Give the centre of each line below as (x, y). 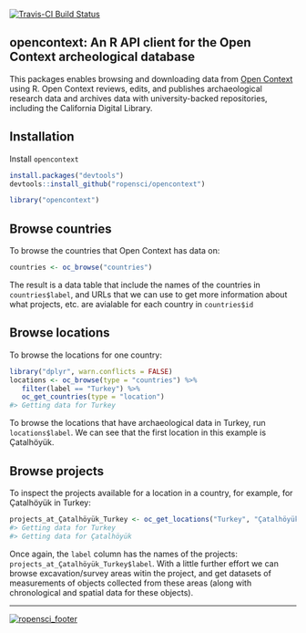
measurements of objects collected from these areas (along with (131, 583)
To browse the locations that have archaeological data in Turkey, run (138, 423)
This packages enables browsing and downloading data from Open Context (151, 78)
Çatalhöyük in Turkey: (50, 503)
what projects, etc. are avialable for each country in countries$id (132, 304)
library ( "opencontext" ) (55, 201)
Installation (42, 137)
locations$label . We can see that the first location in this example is (138, 432)
